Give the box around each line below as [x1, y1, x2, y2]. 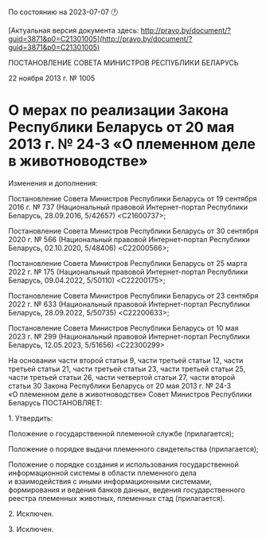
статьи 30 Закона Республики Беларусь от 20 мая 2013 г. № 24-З [8, 381, 232, 390]
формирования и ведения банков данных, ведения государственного [8, 485, 245, 495]
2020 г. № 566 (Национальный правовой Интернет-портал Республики [8, 234, 251, 244]
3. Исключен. [8, 524, 54, 534]
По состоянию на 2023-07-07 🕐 [8, 7, 119, 17]
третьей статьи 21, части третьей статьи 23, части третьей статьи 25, [8, 364, 246, 374]
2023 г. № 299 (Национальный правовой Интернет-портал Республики [8, 331, 251, 341]
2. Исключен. [8, 509, 54, 518]
